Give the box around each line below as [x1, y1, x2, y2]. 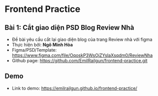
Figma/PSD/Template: [11, 47, 57, 53]
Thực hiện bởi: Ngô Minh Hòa [11, 42, 73, 48]
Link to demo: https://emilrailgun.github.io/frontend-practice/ [11, 85, 138, 91]
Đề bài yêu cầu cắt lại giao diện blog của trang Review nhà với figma [11, 36, 153, 42]
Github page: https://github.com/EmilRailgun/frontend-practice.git [11, 58, 148, 63]
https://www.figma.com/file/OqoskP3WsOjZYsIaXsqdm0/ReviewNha [11, 52, 153, 58]
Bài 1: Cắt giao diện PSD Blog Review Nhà [4, 23, 135, 32]
